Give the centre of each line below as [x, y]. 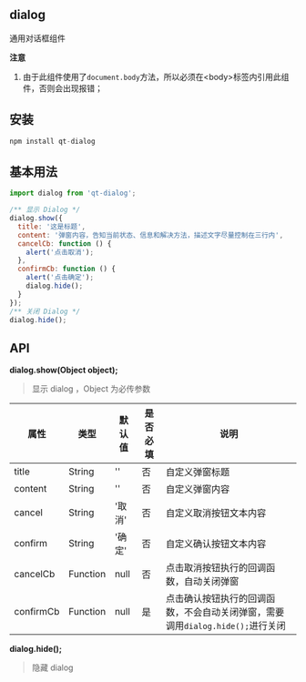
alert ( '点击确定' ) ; [60, 278]
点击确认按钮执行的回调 [216, 598]
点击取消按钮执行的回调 [216, 568]
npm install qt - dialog [52, 141]
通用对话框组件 [37, 38]
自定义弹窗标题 [198, 473]
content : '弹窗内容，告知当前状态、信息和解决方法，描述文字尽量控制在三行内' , [151, 235]
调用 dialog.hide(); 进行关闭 [226, 626]
